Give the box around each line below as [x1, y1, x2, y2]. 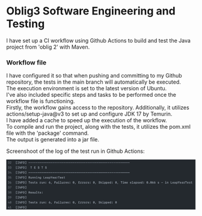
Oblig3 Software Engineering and [6, 4, 176, 18]
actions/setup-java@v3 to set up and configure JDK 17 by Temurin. [6, 110, 173, 118]
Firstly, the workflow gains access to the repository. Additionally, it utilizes [6, 104, 189, 111]
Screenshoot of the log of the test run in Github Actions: [6, 147, 145, 155]
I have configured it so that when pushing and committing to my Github [6, 72, 182, 79]
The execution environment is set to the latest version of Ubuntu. [6, 85, 167, 92]
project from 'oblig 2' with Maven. [6, 43, 90, 51]
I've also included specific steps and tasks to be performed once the [6, 91, 176, 99]
